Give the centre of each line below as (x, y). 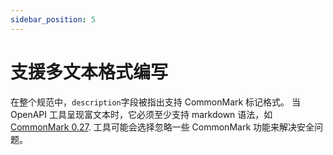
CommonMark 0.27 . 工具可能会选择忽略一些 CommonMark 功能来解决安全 (162, 127)
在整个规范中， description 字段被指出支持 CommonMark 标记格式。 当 (156, 102)
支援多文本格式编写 (89, 72)
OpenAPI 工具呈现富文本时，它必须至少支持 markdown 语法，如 (141, 114)
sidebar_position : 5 (53, 19)
